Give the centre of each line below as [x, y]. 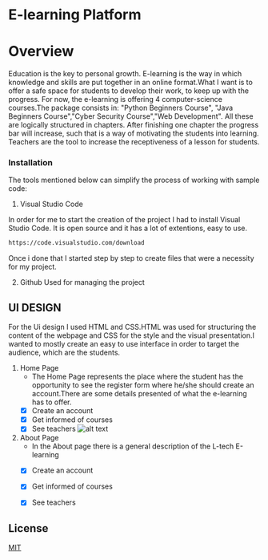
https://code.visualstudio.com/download [77, 243]
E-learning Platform [75, 15]
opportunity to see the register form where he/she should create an [143, 385]
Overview [41, 52]
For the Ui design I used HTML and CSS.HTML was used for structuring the [132, 327]
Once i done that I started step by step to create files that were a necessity [131, 258]
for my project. [33, 267]
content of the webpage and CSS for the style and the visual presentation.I [131, 335]
